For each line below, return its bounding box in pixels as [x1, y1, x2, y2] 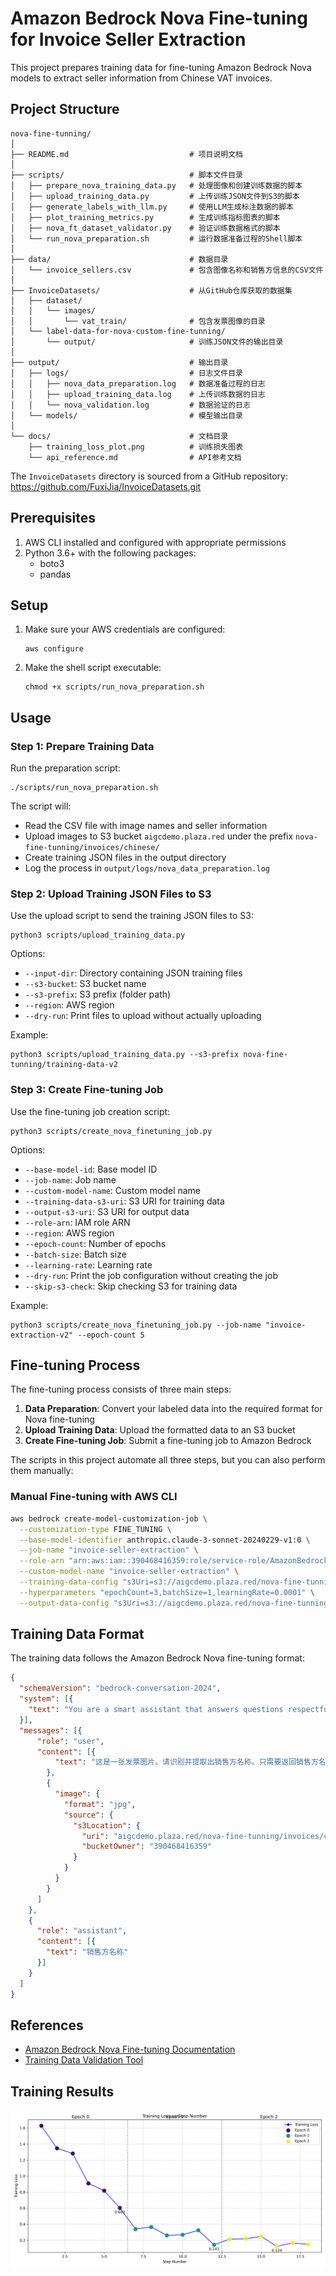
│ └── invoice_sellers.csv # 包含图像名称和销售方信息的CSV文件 [10, 265, 324, 275]
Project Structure [10, 101, 120, 118]
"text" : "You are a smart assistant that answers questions [28, 1705, 284, 1715]
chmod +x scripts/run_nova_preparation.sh [24, 682, 205, 692]
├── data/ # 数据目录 [10, 254, 229, 264]
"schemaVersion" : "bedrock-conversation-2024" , [19, 1683, 222, 1694]
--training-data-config [19, 1577, 118, 1587]
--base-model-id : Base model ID [24, 1163, 158, 1175]
